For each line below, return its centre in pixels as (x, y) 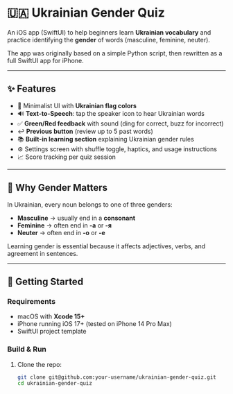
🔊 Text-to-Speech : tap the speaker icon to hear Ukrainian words (111, 113)
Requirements (32, 301)
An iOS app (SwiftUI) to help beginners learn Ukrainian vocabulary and (109, 32)
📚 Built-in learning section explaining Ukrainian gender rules (105, 139)
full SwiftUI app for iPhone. (46, 60)
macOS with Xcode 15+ (51, 316)
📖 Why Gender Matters (58, 188)
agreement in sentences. (43, 253)
